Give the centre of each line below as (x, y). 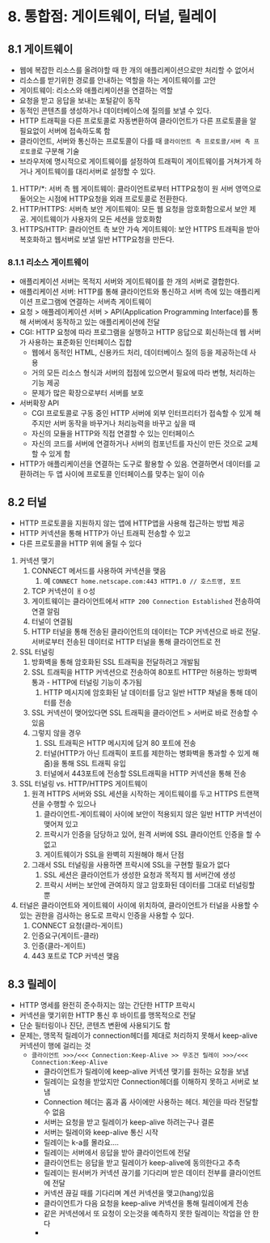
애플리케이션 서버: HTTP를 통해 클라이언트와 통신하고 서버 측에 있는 (126, 292)
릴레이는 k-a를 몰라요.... (81, 1142)
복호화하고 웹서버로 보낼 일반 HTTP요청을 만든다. (97, 239)
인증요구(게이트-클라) (65, 936)
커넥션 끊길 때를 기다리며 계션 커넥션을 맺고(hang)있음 (129, 1193)
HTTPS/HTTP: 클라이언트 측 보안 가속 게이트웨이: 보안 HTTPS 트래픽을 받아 (139, 229)
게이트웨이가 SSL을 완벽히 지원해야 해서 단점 (114, 855)
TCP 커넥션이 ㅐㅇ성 (63, 591)
